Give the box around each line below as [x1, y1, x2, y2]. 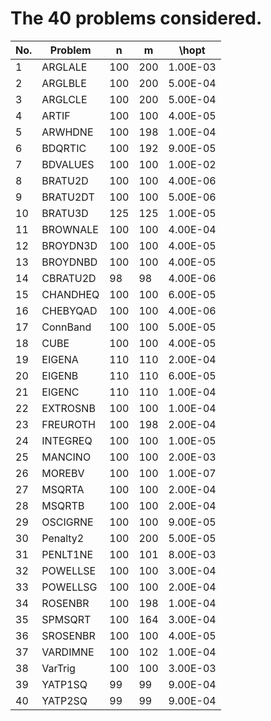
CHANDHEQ [41, 287, 100, 301]
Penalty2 [41, 531, 85, 545]
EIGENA [41, 352, 79, 366]
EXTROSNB [41, 401, 96, 415]
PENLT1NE [41, 547, 94, 561]
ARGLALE [41, 60, 88, 74]
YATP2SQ [41, 693, 88, 707]
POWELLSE [41, 563, 97, 577]
